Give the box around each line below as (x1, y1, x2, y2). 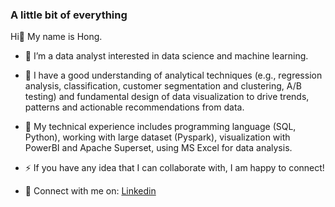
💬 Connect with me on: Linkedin (24, 185, 157, 197)
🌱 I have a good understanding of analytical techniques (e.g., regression (24, 69, 323, 82)
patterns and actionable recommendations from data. (24, 101, 245, 113)
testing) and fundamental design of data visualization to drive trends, (24, 91, 310, 103)
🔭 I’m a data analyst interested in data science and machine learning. (24, 50, 309, 62)
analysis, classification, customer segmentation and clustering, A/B (24, 80, 302, 92)
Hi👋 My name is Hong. (10, 31, 103, 43)
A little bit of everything (10, 8, 128, 22)
